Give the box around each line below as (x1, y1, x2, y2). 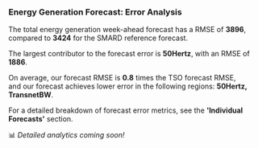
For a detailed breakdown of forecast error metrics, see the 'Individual (8, 105, 243, 115)
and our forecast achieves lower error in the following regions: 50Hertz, (8, 81, 248, 91)
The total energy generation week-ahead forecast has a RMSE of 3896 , (8, 25, 247, 35)
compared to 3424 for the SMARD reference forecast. (8, 33, 188, 43)
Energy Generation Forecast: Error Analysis (8, 6, 183, 18)
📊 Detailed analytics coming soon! (8, 130, 125, 140)
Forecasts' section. (8, 114, 74, 124)
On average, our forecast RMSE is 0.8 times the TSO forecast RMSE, (8, 73, 236, 83)
